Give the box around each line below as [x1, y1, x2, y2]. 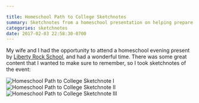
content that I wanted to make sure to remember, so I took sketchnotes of [6, 60, 186, 67]
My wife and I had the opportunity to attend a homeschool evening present [6, 47, 190, 54]
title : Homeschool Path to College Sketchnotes [6, 14, 127, 20]
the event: [6, 66, 31, 73]
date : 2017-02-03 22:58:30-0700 [6, 30, 86, 36]
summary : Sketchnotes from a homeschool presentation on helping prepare [6, 19, 194, 26]
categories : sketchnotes [6, 25, 68, 31]
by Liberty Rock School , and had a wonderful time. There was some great [6, 53, 187, 60]
